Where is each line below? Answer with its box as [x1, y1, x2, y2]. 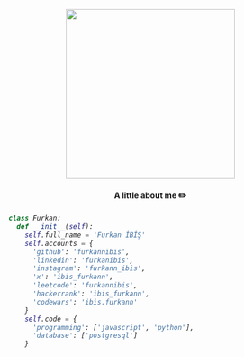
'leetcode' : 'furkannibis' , [32, 281, 139, 290]
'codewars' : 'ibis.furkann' [32, 297, 139, 306]
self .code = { [24, 315, 77, 324]
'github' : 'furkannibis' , [32, 247, 130, 257]
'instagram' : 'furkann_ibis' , [32, 264, 146, 273]
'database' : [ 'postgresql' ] [32, 331, 139, 341]
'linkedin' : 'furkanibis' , [32, 256, 134, 265]
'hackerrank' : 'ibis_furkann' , [32, 289, 150, 298]
